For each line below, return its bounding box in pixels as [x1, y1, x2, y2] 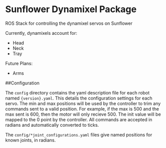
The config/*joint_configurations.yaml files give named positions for [5, 131, 152, 137]
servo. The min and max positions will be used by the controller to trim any [5, 100, 161, 107]
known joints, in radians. [5, 137, 56, 143]
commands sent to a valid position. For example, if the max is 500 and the [5, 106, 159, 112]
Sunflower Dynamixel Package [5, 4, 137, 15]
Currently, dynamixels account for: [5, 30, 77, 36]
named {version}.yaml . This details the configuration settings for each [5, 95, 153, 101]
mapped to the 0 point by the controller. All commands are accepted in [5, 116, 153, 122]
